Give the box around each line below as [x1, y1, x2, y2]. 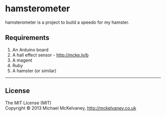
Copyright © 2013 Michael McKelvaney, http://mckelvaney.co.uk [5, 105, 137, 111]
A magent [12, 57, 33, 63]
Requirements [5, 34, 49, 42]
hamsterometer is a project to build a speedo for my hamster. [5, 19, 129, 25]
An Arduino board [12, 46, 48, 52]
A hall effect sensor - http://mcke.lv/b [12, 52, 89, 58]
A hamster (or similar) [12, 68, 57, 74]
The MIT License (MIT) [5, 100, 52, 106]
